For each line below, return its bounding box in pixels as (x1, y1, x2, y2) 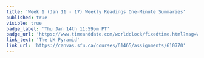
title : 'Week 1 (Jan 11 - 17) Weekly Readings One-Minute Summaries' (6, 8, 186, 15)
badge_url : (6, 31, 34, 37)
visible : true (6, 20, 42, 26)
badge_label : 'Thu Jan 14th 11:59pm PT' (6, 25, 110, 32)
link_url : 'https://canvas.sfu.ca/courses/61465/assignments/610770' (6, 43, 186, 49)
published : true (6, 14, 47, 21)
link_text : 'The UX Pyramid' (6, 37, 80, 43)
